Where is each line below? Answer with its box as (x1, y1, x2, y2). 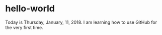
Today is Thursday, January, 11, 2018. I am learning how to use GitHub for (5, 19, 157, 25)
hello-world (5, 3, 55, 14)
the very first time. (5, 24, 44, 30)
